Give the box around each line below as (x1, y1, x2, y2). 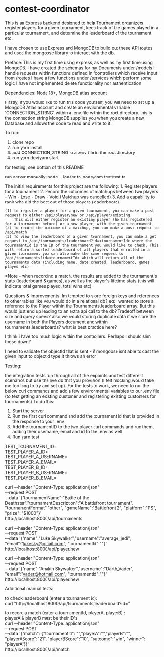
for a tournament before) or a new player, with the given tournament (5, 221, 152, 226)
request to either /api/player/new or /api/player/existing (5, 212, 131, 218)
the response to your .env (12, 418, 65, 424)
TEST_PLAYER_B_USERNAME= (5, 469, 68, 475)
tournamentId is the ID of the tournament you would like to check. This (5, 243, 159, 248)
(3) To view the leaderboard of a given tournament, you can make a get (5, 234, 157, 239)
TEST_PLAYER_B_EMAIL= (5, 475, 57, 480)
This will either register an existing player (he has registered (14, 217, 152, 222)
